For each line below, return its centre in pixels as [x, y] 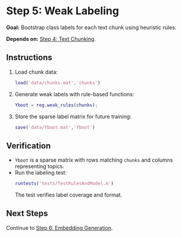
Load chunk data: [36, 72]
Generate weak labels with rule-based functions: [74, 94]
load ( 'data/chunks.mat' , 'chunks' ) [57, 83]
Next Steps [27, 214]
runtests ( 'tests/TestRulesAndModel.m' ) [64, 184]
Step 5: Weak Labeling [63, 11]
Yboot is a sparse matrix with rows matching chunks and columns [94, 160]
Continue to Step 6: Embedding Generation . [59, 227]
